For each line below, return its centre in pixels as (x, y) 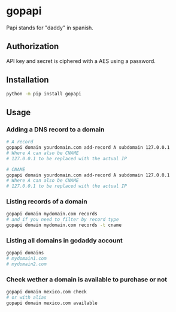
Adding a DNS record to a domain (55, 129)
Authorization (33, 46)
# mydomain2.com (26, 264)
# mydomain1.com (26, 259)
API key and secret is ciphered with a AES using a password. (81, 61)
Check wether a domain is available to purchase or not (87, 279)
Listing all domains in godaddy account (64, 240)
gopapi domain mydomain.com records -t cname (64, 225)
